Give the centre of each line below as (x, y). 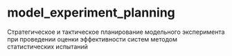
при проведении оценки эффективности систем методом (92, 39)
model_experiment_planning (91, 13)
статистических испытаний (48, 46)
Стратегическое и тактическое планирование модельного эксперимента (116, 32)
